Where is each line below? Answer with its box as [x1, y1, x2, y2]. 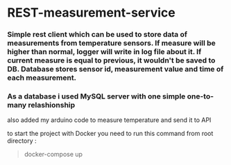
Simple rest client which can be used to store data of [7, 30, 187, 40]
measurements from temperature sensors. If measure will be [7, 38, 216, 48]
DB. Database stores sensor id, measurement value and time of [7, 64, 224, 74]
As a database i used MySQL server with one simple [7, 92, 186, 101]
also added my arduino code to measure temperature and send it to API [7, 116, 212, 124]
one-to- [187, 92, 214, 101]
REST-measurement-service [7, 5, 176, 21]
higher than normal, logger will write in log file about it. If [7, 47, 202, 57]
